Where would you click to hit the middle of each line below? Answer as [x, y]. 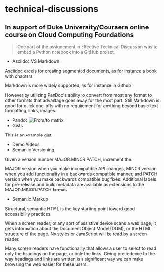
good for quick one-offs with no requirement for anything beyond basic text [82, 106]
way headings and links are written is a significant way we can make [74, 259]
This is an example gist [28, 135]
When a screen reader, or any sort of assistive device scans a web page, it [81, 223]
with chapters [19, 76]
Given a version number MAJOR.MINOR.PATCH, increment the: [69, 159]
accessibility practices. [28, 214]
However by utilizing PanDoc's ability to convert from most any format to [79, 95]
